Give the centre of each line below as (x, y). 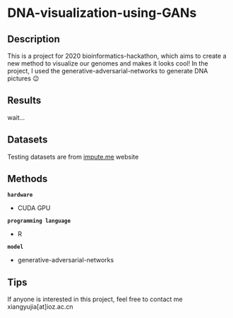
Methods (28, 179)
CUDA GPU (34, 208)
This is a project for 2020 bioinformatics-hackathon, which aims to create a (117, 56)
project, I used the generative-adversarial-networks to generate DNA (108, 71)
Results (24, 100)
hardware (20, 195)
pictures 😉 (23, 78)
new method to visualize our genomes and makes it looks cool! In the (108, 63)
